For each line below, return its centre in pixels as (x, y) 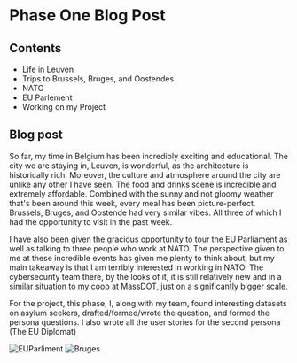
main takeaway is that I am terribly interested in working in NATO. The (137, 267)
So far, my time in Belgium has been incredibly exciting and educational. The (149, 156)
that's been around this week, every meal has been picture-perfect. (133, 203)
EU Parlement (47, 97)
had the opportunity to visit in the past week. (91, 221)
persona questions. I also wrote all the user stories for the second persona (145, 322)
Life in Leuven (47, 69)
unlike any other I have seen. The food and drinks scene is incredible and (143, 184)
